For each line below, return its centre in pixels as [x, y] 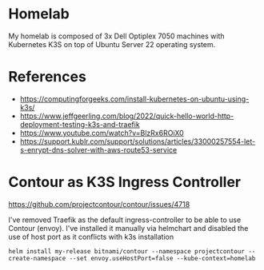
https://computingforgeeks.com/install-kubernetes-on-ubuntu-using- [134, 99]
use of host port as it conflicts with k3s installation [91, 236]
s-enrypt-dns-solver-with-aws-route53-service [98, 149]
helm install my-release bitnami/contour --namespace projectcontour [127, 251]
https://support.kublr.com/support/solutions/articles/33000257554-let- [138, 141]
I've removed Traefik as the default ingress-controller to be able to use [125, 220]
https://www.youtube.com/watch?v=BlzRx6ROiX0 [102, 133]
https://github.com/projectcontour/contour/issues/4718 [99, 204]
